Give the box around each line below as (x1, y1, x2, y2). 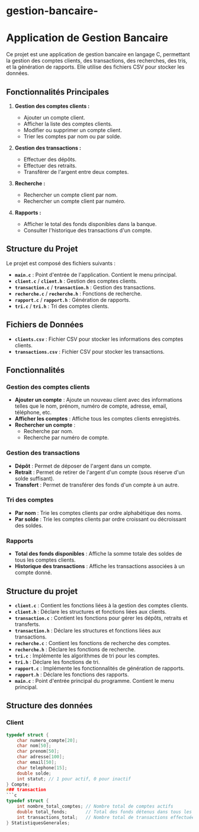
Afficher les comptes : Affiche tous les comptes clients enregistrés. (14, 415, 181, 423)
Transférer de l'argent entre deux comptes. (23, 168, 129, 175)
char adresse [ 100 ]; (17, 754, 65, 760)
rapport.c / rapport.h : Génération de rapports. (14, 296, 130, 303)
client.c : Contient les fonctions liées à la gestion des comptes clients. (14, 602, 188, 609)
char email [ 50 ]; (17, 759, 57, 766)
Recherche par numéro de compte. (23, 434, 110, 441)
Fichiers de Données (6, 320, 84, 330)
